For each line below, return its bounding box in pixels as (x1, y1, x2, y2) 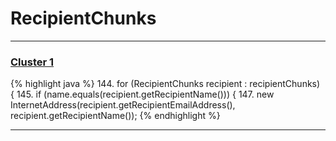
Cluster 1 (10, 55, 55, 69)
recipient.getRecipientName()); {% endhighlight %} (10, 110, 221, 122)
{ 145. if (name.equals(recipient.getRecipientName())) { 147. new (10, 88, 275, 101)
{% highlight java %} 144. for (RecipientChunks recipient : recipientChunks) (10, 78, 321, 90)
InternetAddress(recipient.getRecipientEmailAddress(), (10, 99, 236, 111)
